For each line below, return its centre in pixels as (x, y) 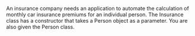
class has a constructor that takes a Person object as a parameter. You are (97, 21)
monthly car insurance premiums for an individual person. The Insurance (95, 15)
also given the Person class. (41, 27)
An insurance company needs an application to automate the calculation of (98, 8)
